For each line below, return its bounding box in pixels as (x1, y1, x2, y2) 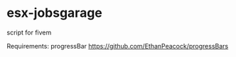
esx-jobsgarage (6, 5, 102, 21)
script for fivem (6, 28, 52, 37)
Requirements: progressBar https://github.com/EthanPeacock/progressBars (6, 42, 229, 50)
